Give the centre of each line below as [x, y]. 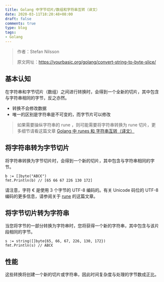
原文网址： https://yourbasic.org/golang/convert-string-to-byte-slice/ [86, 62]
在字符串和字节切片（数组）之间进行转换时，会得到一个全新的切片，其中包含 [82, 92]
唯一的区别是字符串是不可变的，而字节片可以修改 [61, 114]
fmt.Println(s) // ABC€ [29, 246]
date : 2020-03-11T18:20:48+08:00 [39, 14]
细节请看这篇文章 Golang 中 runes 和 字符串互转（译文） [78, 131]
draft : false [18, 19]
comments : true [20, 23]
